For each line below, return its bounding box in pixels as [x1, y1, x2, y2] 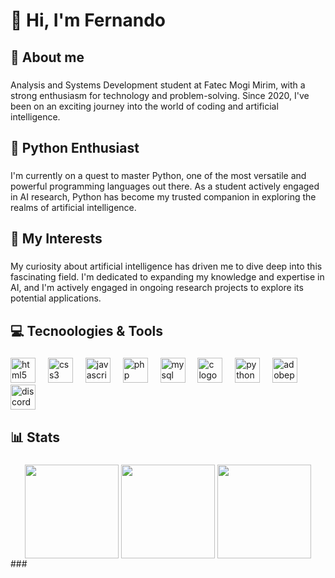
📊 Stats [10, 429, 61, 446]
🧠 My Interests [10, 230, 103, 248]
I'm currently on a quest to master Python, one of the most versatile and [10, 169, 307, 181]
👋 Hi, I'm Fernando [10, 9, 167, 32]
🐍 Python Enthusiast [10, 139, 140, 156]
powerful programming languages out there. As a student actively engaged [10, 180, 320, 192]
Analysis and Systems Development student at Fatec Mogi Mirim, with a [10, 79, 306, 91]
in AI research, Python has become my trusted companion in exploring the [10, 190, 317, 203]
